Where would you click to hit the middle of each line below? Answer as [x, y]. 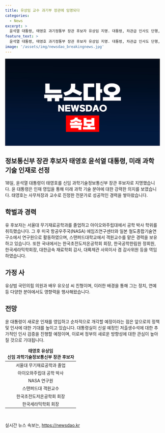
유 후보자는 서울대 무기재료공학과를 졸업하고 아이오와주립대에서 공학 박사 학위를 [81, 225]
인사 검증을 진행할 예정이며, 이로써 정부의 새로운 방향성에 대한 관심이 [83, 334]
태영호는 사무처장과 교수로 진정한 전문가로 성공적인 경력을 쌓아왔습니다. [80, 195]
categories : [17, 15]
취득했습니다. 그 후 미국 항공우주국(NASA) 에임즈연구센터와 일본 [66, 231]
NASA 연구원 [41, 381]
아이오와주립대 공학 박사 [41, 373]
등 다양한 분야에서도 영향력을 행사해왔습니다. [48, 292]
